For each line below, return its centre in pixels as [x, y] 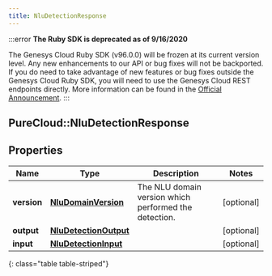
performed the [165, 207]
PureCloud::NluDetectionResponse [99, 123]
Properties [36, 151]
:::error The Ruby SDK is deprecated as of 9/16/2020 [98, 39]
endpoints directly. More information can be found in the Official [115, 89]
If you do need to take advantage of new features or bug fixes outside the [131, 72]
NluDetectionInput [86, 244]
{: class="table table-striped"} [59, 263]
